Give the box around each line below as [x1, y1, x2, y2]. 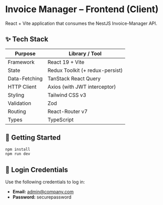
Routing [8, 108, 26, 115]
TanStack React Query [47, 75, 101, 82]
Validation [8, 100, 31, 107]
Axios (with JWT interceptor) [47, 83, 116, 90]
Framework [8, 58, 35, 65]
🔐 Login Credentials [5, 166, 68, 174]
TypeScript [47, 116, 74, 123]
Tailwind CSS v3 [47, 91, 87, 98]
